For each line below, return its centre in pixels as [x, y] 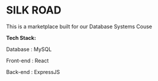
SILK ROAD [34, 10]
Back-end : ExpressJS [33, 72]
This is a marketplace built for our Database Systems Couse [79, 26]
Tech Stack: [21, 38]
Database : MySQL [29, 49]
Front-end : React [28, 60]
